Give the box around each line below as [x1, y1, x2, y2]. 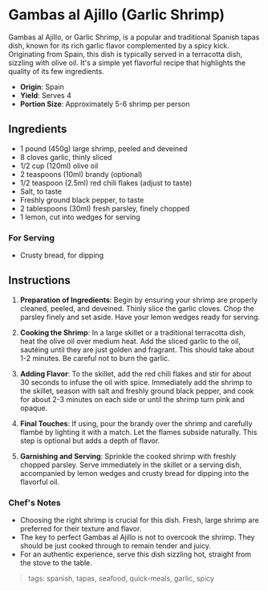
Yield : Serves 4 [19, 90, 72, 100]
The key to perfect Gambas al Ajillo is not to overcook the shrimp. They [19, 532, 255, 542]
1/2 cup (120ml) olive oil [19, 161, 99, 170]
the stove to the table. [19, 558, 92, 568]
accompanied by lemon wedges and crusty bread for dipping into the [19, 468, 250, 478]
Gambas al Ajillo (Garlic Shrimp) [8, 6, 225, 24]
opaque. [19, 403, 48, 412]
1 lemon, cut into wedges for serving [19, 211, 140, 222]
